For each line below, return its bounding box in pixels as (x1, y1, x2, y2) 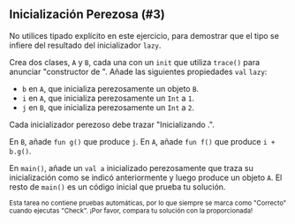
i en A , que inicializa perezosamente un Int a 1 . (21, 93, 195, 103)
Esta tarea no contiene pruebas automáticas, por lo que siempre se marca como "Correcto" (9, 198, 287, 207)
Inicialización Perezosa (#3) (9, 7, 165, 22)
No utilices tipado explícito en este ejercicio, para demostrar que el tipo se (9, 30, 280, 41)
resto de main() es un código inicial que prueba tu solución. (9, 181, 226, 192)
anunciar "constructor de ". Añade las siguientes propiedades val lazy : (9, 66, 268, 77)
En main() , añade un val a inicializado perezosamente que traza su (9, 162, 254, 173)
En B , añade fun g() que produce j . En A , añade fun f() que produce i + (9, 136, 276, 146)
